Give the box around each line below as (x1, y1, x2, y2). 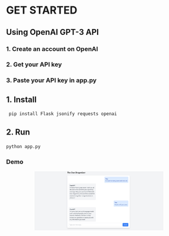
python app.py (6, 143, 41, 149)
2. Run (6, 127, 31, 137)
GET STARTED (6, 4, 78, 17)
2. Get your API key (6, 60, 62, 68)
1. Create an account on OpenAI (6, 45, 98, 53)
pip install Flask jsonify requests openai (8, 111, 117, 117)
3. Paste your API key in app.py (6, 76, 97, 84)
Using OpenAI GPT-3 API (6, 27, 99, 37)
